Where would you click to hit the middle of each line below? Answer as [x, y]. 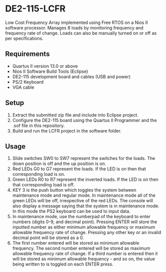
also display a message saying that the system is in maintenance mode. [86, 206]
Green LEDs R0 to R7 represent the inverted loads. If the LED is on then [85, 179]
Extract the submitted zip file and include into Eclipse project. [75, 115]
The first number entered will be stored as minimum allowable [76, 243]
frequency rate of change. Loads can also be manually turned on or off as [81, 33]
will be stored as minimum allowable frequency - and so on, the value [84, 259]
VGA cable [23, 87]
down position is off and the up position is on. [59, 164]
